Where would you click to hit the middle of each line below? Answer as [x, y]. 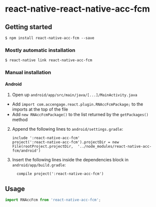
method [20, 120]
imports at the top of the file [40, 109]
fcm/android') [26, 151]
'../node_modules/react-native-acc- [114, 147]
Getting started [29, 27]
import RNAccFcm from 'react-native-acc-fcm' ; [53, 200]
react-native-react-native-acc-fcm [78, 9]
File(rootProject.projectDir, [43, 147]
